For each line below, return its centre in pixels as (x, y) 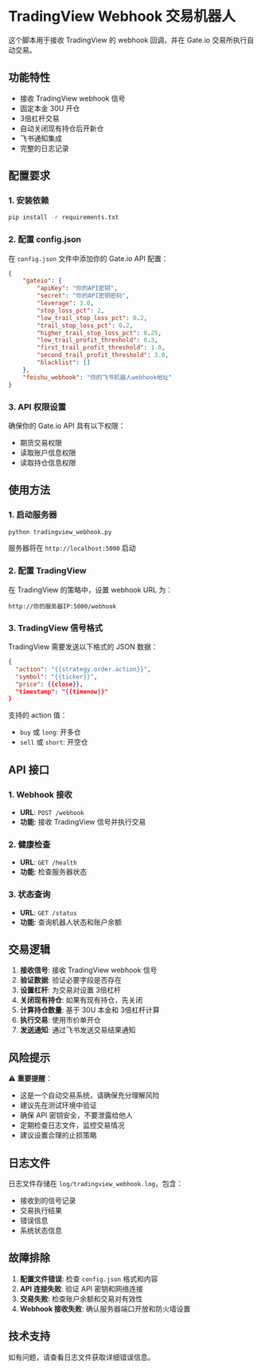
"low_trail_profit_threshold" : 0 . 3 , (97, 340)
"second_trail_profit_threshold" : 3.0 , (103, 355)
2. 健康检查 (29, 845)
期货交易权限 (41, 442)
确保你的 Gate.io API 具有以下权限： (67, 425)
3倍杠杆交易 (39, 118)
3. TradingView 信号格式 (56, 627)
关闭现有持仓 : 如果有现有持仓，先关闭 (81, 1000)
